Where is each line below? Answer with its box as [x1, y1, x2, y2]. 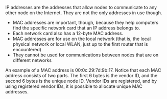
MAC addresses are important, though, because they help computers [12, 20, 159, 25]
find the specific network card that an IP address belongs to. [12, 25, 140, 31]
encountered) [12, 47, 42, 52]
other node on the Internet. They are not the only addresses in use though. [5, 10, 162, 16]
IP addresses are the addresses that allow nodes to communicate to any [5, 5, 157, 10]
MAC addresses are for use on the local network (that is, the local [12, 36, 151, 42]
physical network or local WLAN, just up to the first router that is [12, 41, 148, 47]
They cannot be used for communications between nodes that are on [12, 52, 159, 58]
